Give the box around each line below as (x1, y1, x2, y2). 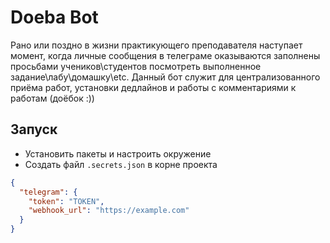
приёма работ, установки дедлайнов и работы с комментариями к (10, 81, 297, 93)
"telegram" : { (19, 187, 78, 197)
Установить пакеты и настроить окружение (24, 147, 212, 160)
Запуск (10, 121, 58, 138)
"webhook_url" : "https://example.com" (28, 206, 190, 216)
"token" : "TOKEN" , (28, 196, 105, 206)
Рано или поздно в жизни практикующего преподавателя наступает (10, 39, 303, 51)
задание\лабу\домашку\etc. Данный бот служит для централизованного (10, 71, 321, 83)
